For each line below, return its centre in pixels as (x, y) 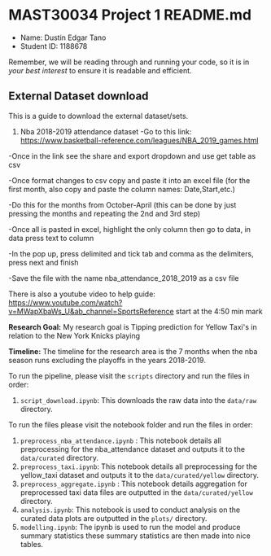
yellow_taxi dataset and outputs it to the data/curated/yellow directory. (139, 475)
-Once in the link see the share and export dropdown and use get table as (132, 155)
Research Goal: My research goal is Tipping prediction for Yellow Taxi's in (133, 326)
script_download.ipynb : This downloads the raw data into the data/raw (138, 400)
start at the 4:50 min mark (219, 311)
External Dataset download (79, 96)
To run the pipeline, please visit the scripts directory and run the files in (129, 375)
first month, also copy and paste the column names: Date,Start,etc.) (122, 189)
